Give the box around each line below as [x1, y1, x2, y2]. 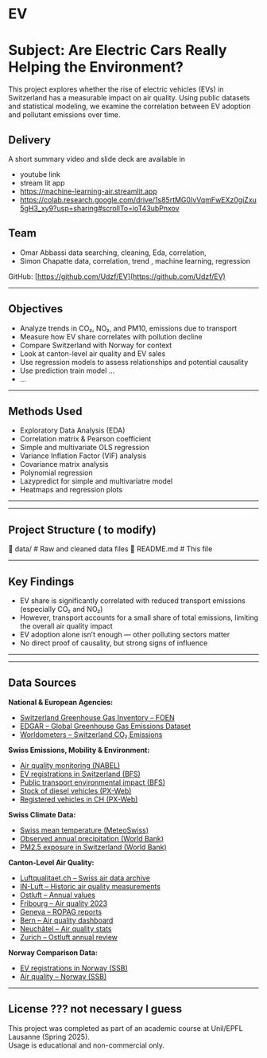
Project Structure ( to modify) [8, 523, 157, 536]
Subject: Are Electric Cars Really [8, 41, 227, 60]
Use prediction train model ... [19, 366, 115, 375]
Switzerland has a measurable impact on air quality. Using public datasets [8, 93, 250, 103]
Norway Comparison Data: [8, 947, 98, 957]
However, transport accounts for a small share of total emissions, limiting [19, 613, 259, 622]
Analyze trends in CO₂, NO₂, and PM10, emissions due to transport [19, 323, 237, 333]
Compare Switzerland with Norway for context [19, 340, 172, 350]
